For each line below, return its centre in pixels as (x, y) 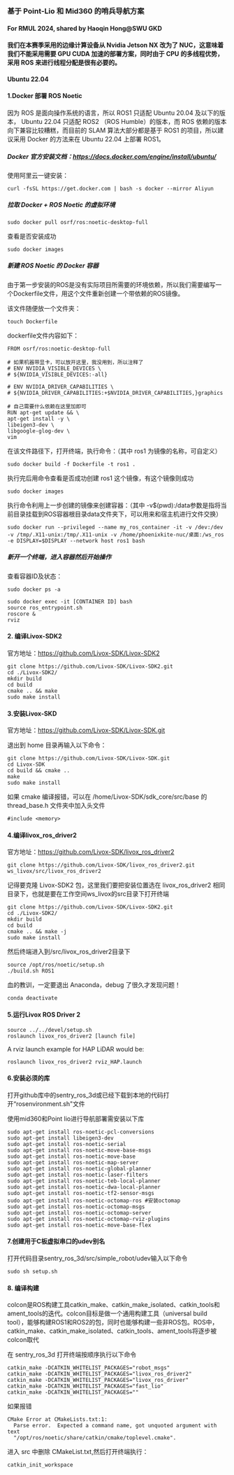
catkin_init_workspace (40, 1465)
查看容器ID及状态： (35, 576)
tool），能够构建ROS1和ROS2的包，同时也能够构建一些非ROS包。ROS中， (113, 1322)
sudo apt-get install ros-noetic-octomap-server (79, 1212)
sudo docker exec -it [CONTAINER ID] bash (70, 601)
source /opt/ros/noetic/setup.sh (56, 965)
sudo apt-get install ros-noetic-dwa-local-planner (84, 1187)
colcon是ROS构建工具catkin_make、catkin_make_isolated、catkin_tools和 (114, 1305)
